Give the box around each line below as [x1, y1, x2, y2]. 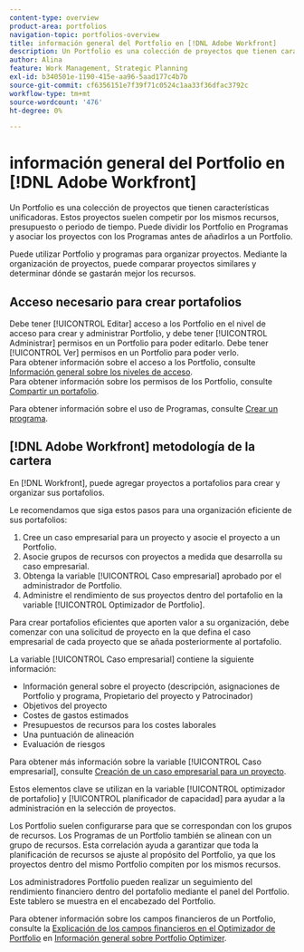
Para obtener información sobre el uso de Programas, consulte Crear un [9, 403, 279, 413]
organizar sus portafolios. [9, 487, 106, 498]
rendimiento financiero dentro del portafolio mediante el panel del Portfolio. [9, 886, 290, 897]
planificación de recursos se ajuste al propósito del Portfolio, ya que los [9, 849, 276, 860]
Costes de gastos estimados [22, 709, 129, 721]
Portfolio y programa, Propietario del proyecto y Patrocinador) [22, 690, 253, 701]
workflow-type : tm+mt [9, 89, 91, 98]
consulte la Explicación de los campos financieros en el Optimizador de [9, 922, 276, 934]
